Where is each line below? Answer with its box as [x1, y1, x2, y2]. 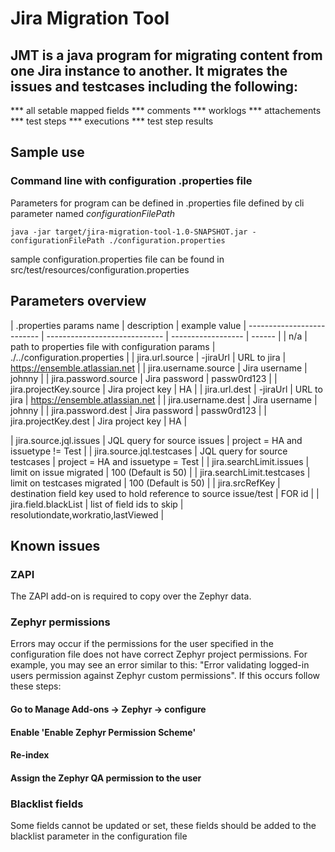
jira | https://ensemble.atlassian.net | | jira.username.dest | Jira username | [10, 393, 318, 406]
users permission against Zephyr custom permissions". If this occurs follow [10, 670, 321, 682]
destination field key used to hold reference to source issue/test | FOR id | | [10, 487, 320, 499]
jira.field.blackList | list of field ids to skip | [10, 498, 184, 510]
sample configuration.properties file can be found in [10, 253, 225, 265]
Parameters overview [10, 293, 147, 310]
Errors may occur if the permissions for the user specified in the [10, 638, 274, 650]
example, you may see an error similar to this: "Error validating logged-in [10, 659, 310, 671]
